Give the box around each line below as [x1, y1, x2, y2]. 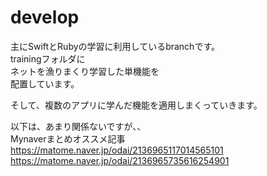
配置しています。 [10, 77, 80, 90]
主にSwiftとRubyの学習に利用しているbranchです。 [10, 40, 220, 52]
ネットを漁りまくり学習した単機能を [10, 65, 160, 77]
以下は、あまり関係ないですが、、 [10, 120, 147, 132]
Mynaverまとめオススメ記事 [10, 132, 126, 145]
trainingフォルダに [10, 52, 86, 65]
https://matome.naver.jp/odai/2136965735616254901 [10, 154, 230, 166]
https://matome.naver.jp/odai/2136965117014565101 [10, 144, 224, 156]
